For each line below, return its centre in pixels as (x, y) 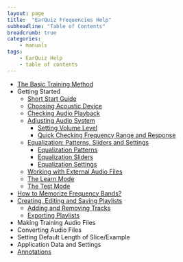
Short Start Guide (52, 98)
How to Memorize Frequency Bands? (69, 193)
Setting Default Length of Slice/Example (73, 237)
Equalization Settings (67, 164)
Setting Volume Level (68, 128)
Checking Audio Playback (64, 113)
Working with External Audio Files (75, 171)
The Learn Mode (51, 178)
